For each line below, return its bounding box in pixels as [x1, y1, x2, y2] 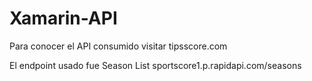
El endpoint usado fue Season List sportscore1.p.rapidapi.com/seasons [9, 59, 302, 71]
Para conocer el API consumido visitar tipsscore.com [9, 40, 228, 52]
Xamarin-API [9, 7, 118, 30]
